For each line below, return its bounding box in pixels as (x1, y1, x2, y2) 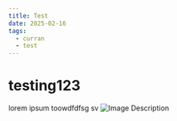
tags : (8, 27, 27, 35)
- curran (15, 34, 45, 43)
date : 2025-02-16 (8, 19, 67, 27)
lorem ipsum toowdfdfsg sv (8, 103, 99, 113)
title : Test (8, 11, 48, 20)
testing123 (8, 77, 81, 95)
